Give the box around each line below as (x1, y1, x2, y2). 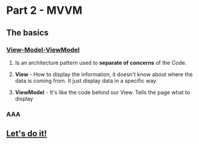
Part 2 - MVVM (6, 4, 83, 17)
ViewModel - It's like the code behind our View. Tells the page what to (14, 88, 191, 96)
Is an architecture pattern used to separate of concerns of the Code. (14, 59, 187, 66)
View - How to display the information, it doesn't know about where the (14, 70, 193, 78)
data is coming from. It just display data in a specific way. (14, 77, 158, 84)
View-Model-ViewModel (6, 46, 80, 54)
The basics (6, 28, 49, 38)
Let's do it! (6, 128, 47, 139)
